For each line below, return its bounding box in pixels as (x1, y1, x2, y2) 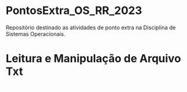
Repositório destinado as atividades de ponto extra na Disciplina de (6, 24, 176, 31)
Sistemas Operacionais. (6, 30, 66, 37)
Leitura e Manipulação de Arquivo (6, 52, 181, 66)
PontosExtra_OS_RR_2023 (6, 4, 142, 18)
